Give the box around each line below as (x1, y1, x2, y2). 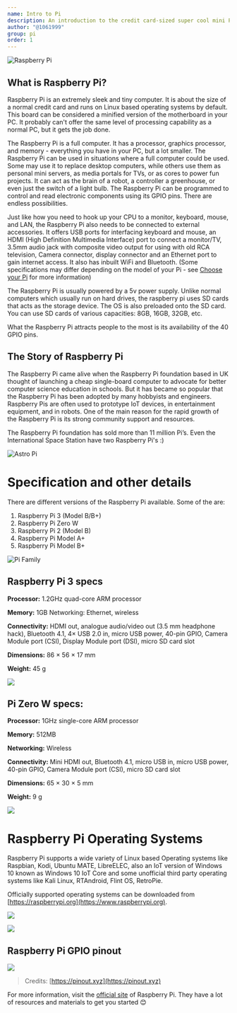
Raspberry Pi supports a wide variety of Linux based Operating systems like (7, 854, 228, 862)
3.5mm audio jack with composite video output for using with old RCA (7, 242, 210, 251)
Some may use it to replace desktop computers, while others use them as (7, 161, 221, 170)
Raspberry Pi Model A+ (17, 534, 85, 542)
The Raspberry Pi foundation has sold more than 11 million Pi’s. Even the (7, 428, 216, 437)
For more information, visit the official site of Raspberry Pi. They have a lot (7, 990, 224, 999)
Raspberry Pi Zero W (17, 519, 79, 527)
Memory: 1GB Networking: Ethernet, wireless (7, 608, 139, 616)
